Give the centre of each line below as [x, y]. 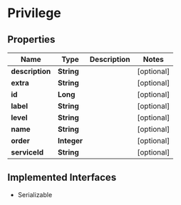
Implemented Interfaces [62, 178]
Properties [31, 40]
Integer [70, 141]
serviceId [27, 152]
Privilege [35, 13]
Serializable [35, 194]
